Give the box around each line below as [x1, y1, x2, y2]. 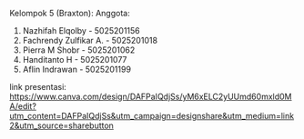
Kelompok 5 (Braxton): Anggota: [9, 8, 130, 18]
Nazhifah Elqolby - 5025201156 [22, 25, 141, 35]
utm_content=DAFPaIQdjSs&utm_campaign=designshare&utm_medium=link [9, 111, 294, 121]
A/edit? [9, 101, 36, 112]
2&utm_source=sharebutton [9, 120, 114, 131]
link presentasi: [9, 82, 66, 92]
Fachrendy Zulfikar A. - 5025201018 [22, 35, 157, 45]
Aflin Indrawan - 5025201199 [22, 64, 132, 74]
